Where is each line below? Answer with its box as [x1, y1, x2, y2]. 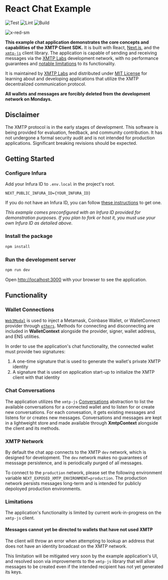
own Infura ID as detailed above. [5, 220, 73, 226]
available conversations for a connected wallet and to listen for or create [5, 403, 155, 410]
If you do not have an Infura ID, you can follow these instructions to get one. [5, 200, 162, 206]
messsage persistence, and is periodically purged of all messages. [5, 460, 143, 466]
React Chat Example [5, 3, 91, 15]
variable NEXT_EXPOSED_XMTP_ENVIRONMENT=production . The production [5, 475, 147, 481]
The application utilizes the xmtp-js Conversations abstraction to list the [5, 398, 154, 404]
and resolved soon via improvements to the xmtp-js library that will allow [5, 558, 155, 564]
